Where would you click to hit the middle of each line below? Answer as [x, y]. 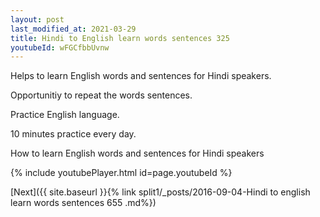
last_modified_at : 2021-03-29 [73, 29]
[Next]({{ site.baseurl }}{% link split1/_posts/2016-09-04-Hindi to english [160, 192]
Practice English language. [65, 115]
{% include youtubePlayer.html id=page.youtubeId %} [121, 173]
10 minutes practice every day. [73, 134]
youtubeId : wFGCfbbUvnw [60, 47]
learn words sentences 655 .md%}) [83, 203]
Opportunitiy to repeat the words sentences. [101, 95]
